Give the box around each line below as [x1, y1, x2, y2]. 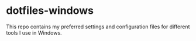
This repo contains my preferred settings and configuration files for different [6, 23, 190, 30]
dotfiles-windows [6, 4, 94, 17]
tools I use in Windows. [6, 29, 63, 36]
